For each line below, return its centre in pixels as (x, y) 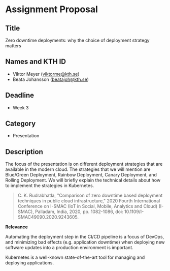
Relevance (16, 227)
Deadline (20, 95)
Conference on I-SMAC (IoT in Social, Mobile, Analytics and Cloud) (88, 206)
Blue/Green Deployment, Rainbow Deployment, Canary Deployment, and (81, 175)
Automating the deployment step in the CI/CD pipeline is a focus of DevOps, (85, 237)
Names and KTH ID (36, 62)
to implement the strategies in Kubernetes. (50, 186)
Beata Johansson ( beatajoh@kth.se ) (50, 79)
